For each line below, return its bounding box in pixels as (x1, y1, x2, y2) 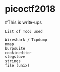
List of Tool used (5, 29, 43, 34)
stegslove (5, 54, 26, 59)
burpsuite (5, 46, 26, 51)
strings (5, 58, 21, 64)
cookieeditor (5, 50, 32, 55)
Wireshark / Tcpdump (5, 37, 48, 42)
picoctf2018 (5, 3, 56, 15)
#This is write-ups (5, 19, 42, 25)
